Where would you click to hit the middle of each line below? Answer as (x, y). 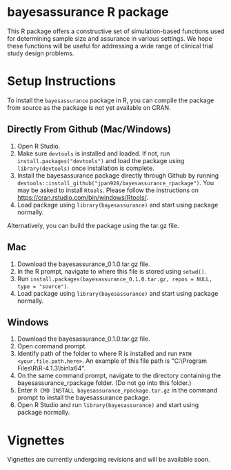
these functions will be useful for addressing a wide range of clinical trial (110, 46)
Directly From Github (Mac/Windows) (89, 130)
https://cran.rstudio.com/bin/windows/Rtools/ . (82, 197)
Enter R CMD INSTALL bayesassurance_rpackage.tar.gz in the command (117, 391)
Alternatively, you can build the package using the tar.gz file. (93, 225)
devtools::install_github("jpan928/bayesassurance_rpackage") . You (115, 182)
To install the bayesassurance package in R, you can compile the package (111, 100)
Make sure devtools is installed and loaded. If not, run (93, 153)
